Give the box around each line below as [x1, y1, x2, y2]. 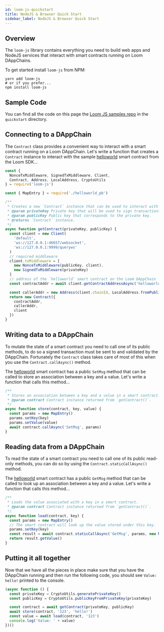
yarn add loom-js [5, 77, 41, 81]
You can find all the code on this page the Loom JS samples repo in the [5, 111, 149, 117]
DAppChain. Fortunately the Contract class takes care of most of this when [5, 354, 156, 360]
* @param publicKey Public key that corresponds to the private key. [7, 213, 152, 218]
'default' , [14, 236, 36, 241]
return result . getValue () [9, 536, 62, 541]
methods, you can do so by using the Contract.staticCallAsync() [14, 461, 147, 467]
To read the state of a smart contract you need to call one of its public [5, 455, 145, 461]
